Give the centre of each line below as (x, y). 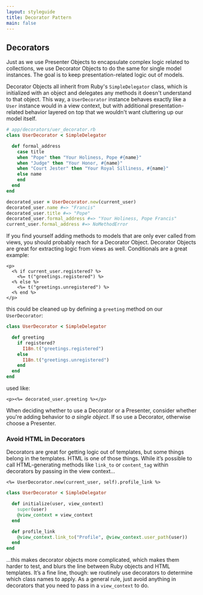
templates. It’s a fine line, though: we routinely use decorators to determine (100, 573)
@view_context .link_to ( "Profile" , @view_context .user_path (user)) (102, 537)
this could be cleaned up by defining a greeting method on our (85, 309)
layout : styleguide (31, 12)
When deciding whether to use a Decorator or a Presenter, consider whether (101, 410)
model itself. (21, 119)
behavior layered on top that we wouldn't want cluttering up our (104, 112)
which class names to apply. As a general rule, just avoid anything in (91, 579)
